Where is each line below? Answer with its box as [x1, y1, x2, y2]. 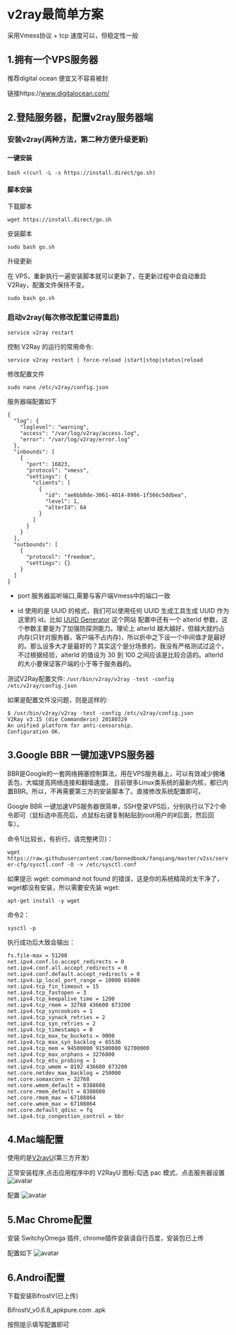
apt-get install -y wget [7, 897, 80, 904]
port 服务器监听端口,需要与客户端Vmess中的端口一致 [17, 591, 170, 600]
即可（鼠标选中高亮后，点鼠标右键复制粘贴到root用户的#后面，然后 [13, 810, 209, 819]
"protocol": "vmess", [25, 467, 90, 474]
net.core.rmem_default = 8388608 [7, 1088, 106, 1095]
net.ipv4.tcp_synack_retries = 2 [7, 1014, 106, 1021]
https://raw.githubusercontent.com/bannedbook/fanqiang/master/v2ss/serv [7, 855, 229, 862]
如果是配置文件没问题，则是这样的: [7, 695, 108, 704]
